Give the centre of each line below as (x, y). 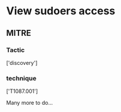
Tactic (16, 50)
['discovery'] (22, 63)
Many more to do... (30, 103)
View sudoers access (61, 11)
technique (22, 78)
